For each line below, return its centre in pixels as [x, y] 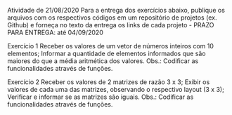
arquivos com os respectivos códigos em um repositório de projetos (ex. [112, 18]
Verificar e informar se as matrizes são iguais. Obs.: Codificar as [101, 97]
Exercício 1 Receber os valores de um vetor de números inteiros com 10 [111, 46]
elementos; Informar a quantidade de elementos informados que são [107, 53]
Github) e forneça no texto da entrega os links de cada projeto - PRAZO [111, 25]
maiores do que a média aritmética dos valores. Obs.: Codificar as [103, 61]
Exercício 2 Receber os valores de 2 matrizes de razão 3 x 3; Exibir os [109, 82]
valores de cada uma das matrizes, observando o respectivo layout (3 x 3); [116, 89]
